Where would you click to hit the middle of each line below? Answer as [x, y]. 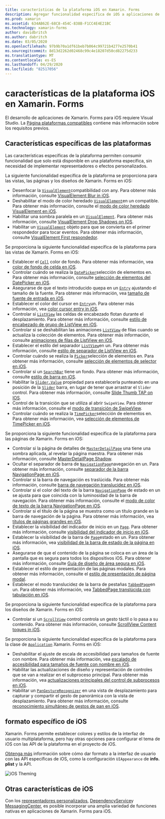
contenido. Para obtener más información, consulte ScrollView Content [84, 624]
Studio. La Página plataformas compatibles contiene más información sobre [82, 123]
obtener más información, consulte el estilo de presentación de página [84, 574]
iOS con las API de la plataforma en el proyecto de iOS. [61, 744]
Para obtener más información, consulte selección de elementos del [81, 277]
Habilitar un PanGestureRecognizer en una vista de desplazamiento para [84, 690]
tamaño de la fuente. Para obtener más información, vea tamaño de [81, 293]
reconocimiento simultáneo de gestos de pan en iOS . [66, 706]
